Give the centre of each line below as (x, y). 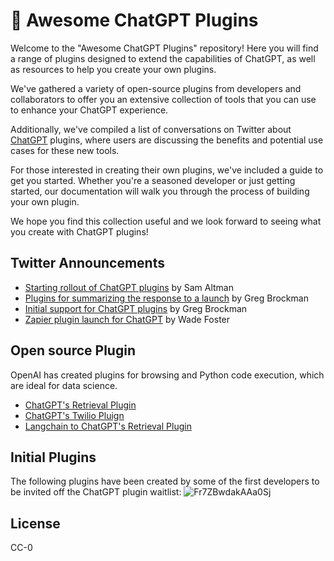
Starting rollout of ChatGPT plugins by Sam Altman (129, 287)
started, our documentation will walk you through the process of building (160, 191)
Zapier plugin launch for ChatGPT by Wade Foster (127, 319)
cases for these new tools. (65, 150)
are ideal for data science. (64, 385)
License (35, 523)
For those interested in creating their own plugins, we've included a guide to (167, 170)
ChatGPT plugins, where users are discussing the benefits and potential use (167, 140)
